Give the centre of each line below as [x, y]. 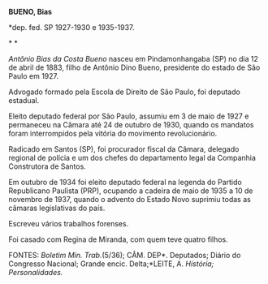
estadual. [24, 100]
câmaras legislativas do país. [57, 208]
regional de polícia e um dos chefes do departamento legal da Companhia [132, 158]
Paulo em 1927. [34, 76]
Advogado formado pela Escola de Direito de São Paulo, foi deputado [125, 92]
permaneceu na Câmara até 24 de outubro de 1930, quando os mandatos [131, 125]
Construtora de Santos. [48, 166]
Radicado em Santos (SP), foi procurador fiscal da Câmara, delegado [124, 149]
